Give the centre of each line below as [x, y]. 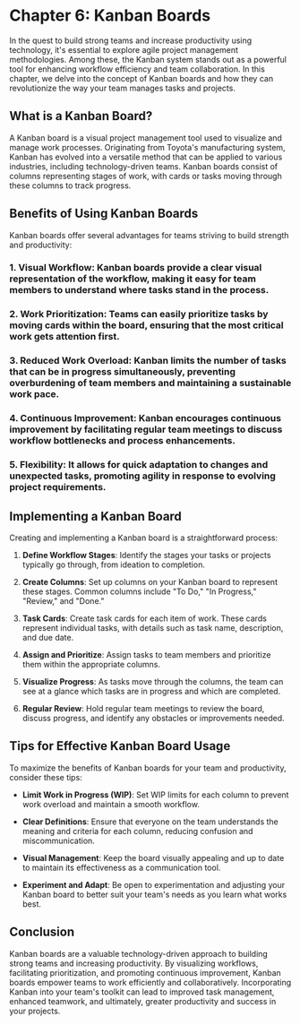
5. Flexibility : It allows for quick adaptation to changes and [139, 465]
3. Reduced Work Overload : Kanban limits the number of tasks [148, 361]
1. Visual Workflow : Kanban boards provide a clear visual [136, 268]
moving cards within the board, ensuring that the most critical [146, 325]
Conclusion [42, 932]
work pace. [34, 394]
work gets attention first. [64, 337]
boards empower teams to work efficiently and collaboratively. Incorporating [150, 982]
